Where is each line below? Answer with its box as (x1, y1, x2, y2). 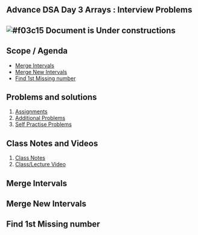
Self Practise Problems (14, 121, 72, 128)
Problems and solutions (6, 92, 97, 102)
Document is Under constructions (45, 25, 176, 36)
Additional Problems (14, 114, 65, 122)
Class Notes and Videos (6, 138, 98, 148)
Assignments (14, 108, 48, 115)
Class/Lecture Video (14, 161, 66, 168)
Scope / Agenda (6, 46, 68, 56)
